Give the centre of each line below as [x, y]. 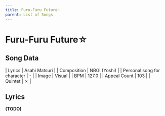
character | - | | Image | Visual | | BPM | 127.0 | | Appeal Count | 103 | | [78, 76]
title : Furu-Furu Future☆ [32, 10]
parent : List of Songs [29, 15]
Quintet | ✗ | [18, 81]
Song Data [22, 58]
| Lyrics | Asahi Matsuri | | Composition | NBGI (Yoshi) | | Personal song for [83, 70]
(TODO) [13, 109]
